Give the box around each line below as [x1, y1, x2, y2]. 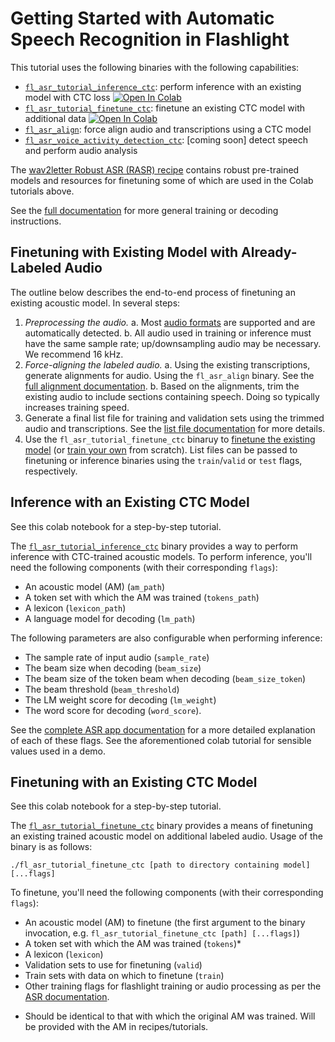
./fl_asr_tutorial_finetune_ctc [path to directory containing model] [10, 860, 311, 871]
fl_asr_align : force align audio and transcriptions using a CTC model [24, 123, 312, 135]
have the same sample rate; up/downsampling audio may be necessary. [24, 337, 322, 349]
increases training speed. [24, 401, 130, 413]
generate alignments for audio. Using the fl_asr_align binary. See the [24, 369, 315, 381]
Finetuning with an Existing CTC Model [10, 773, 258, 791]
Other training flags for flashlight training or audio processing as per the [24, 980, 322, 992]
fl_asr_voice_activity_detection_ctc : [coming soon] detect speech [24, 133, 309, 146]
